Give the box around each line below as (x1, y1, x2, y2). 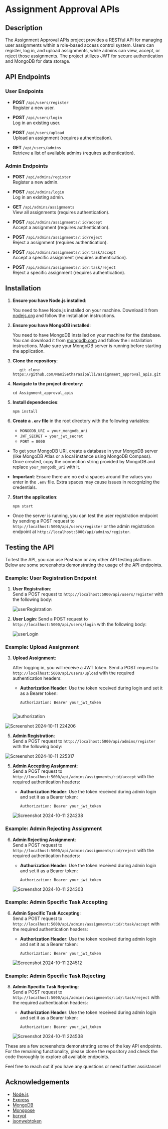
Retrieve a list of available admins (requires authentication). (12, 150, 135, 156)
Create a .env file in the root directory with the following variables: (12, 418, 150, 424)
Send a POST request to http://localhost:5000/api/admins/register (12, 738, 156, 744)
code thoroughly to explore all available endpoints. (5, 1054, 110, 1060)
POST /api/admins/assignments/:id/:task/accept (12, 249, 116, 255)
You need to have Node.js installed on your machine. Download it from (12, 307, 158, 313)
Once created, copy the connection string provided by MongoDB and (12, 458, 155, 464)
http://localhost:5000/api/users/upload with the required (12, 670, 134, 676)
